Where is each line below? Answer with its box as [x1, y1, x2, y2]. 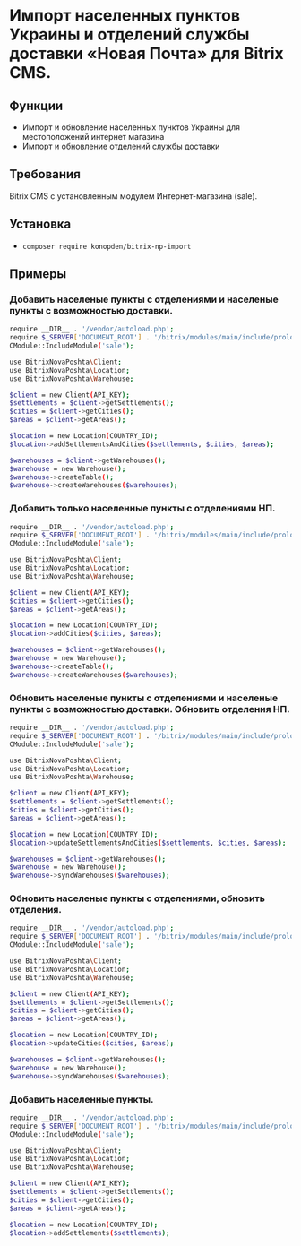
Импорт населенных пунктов [9, 5, 240, 26]
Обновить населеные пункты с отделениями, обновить [9, 892, 266, 905]
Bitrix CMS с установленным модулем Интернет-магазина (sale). [9, 190, 258, 202]
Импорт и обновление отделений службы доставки [21, 141, 220, 151]
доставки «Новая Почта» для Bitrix [9, 44, 284, 64]
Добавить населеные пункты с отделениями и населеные [9, 293, 279, 305]
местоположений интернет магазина [21, 132, 165, 142]
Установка [9, 217, 72, 232]
